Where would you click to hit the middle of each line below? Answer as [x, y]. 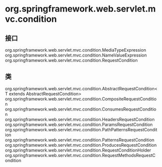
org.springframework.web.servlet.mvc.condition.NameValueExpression [76, 55]
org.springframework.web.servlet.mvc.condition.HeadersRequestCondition [80, 119]
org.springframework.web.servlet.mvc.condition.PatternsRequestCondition [80, 140]
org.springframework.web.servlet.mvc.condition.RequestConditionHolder [78, 150]
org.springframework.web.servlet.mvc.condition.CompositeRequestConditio [81, 99]
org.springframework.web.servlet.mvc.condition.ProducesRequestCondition [81, 145]
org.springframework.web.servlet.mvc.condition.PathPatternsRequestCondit [81, 129]
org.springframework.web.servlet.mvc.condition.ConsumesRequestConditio [81, 109]
